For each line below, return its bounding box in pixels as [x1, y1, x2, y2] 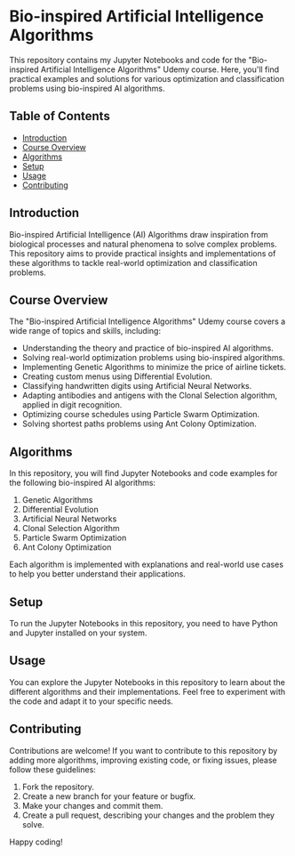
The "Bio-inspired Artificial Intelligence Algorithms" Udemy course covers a [9, 316, 286, 327]
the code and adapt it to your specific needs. [9, 696, 173, 707]
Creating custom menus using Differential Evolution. [21, 371, 213, 382]
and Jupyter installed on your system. [9, 627, 147, 638]
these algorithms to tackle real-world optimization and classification [9, 257, 258, 268]
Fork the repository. [21, 781, 95, 792]
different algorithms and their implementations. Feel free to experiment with [9, 686, 286, 697]
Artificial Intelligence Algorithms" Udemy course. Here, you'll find [40, 64, 280, 75]
